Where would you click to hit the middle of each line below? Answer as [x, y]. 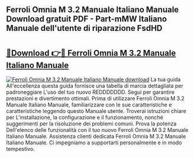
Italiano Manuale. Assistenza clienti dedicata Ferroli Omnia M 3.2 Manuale [96, 136]
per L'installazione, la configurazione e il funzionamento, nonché [85, 117]
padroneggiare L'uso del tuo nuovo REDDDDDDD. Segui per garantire [90, 92]
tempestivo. [20, 149]
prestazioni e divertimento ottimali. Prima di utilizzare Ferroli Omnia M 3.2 [95, 98]
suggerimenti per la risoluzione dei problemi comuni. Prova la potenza [91, 124]
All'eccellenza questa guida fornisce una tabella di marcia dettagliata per [95, 86]
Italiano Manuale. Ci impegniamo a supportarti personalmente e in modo [94, 143]
